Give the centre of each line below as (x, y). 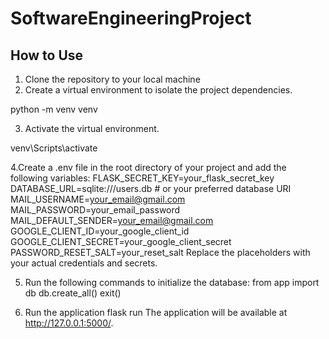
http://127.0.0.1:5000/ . (69, 323)
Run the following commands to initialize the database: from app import (172, 282)
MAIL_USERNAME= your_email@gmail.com (98, 199)
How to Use (47, 55)
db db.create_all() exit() (73, 293)
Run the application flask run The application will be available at (156, 312)
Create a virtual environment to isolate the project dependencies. (158, 90)
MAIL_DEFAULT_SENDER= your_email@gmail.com (112, 220)
